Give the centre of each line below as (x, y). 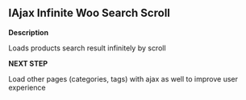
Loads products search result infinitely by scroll (88, 48)
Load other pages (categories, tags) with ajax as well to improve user (123, 78)
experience (27, 87)
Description (29, 32)
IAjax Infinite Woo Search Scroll (90, 13)
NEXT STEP (28, 63)
